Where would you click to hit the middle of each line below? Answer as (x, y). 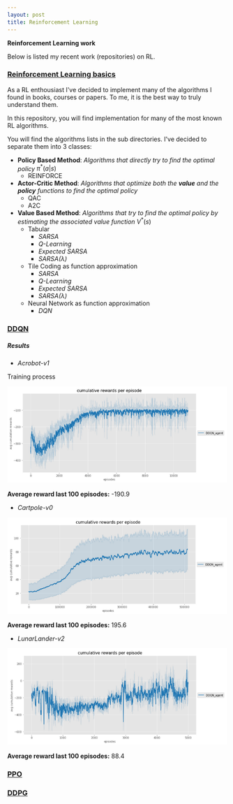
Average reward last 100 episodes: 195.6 (67, 625)
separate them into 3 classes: (50, 146)
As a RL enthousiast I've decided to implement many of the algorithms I (110, 89)
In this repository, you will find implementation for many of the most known (114, 118)
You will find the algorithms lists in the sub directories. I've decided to (107, 139)
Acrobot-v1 (33, 363)
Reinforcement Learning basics (62, 75)
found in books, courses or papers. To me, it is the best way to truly (104, 97)
